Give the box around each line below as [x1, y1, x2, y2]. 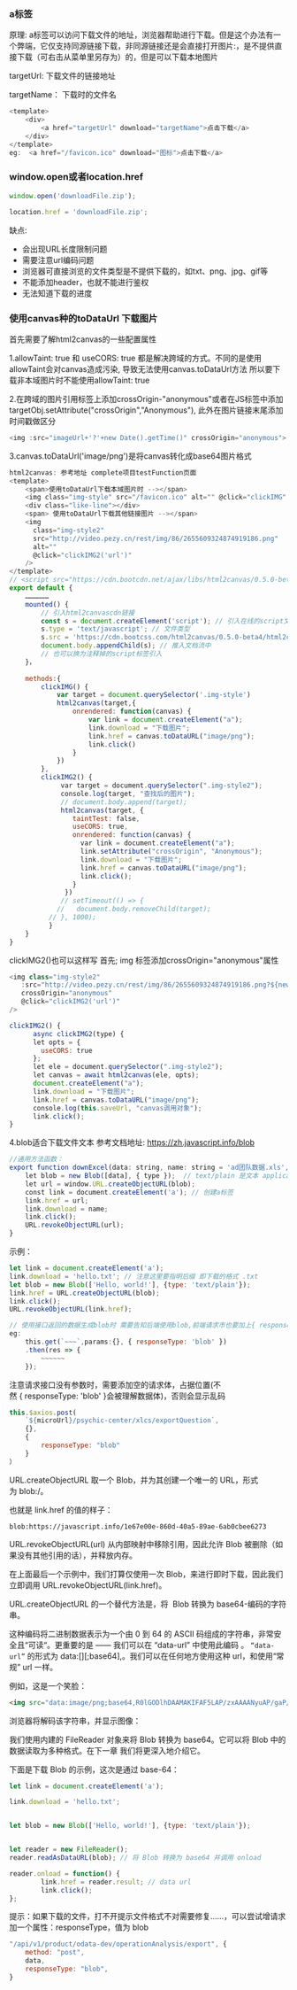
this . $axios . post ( [9, 1408, 77, 1417]
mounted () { [25, 600, 69, 608]
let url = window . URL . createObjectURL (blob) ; [25, 1180, 196, 1189]
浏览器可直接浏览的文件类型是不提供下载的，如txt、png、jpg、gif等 [21, 266, 269, 276]
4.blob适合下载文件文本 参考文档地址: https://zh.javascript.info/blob [9, 1137, 255, 1148]
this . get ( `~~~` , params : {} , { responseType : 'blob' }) [25, 1337, 227, 1347]
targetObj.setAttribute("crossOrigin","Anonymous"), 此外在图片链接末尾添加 [9, 405, 284, 415]
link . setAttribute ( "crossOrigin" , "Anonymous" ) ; [80, 848, 263, 856]
